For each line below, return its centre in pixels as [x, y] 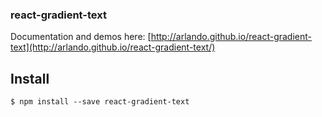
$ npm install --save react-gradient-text [100, 102]
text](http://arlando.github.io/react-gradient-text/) [113, 47]
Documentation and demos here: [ [81, 37]
